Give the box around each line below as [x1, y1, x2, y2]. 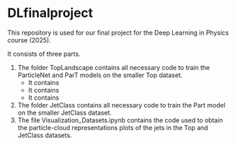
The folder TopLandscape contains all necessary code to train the [17, 63, 210, 71]
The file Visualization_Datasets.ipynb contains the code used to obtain [17, 115, 223, 124]
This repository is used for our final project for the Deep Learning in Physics [7, 28, 229, 37]
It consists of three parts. [7, 50, 81, 58]
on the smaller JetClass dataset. [17, 108, 112, 117]
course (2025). [7, 35, 51, 44]
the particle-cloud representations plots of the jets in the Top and [17, 123, 208, 132]
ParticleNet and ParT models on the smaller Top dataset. [17, 71, 183, 79]
